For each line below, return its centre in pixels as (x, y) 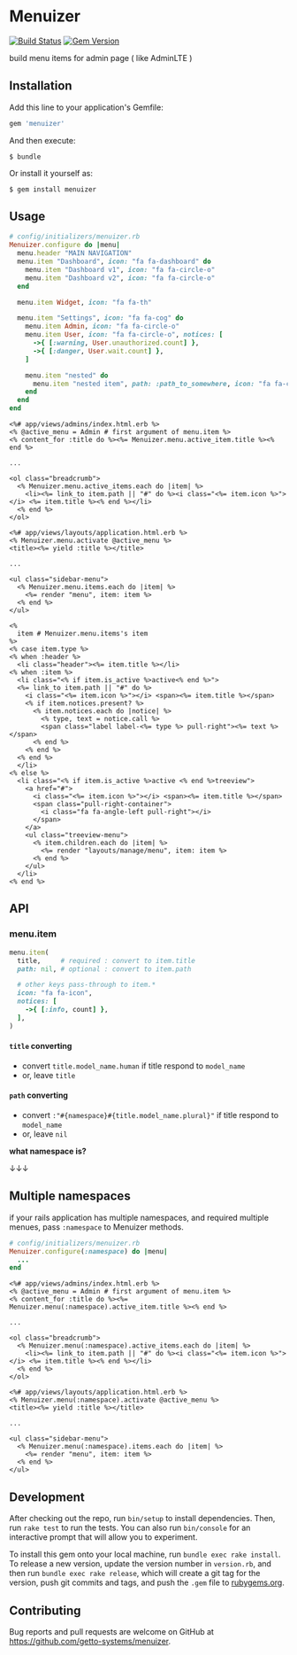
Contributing (45, 1610)
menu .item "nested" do (67, 375)
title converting (41, 1046)
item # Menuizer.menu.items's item (83, 634)
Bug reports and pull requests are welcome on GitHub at (112, 1631)
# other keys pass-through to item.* (87, 985)
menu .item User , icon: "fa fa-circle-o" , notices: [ (124, 335)
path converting (39, 1095)
